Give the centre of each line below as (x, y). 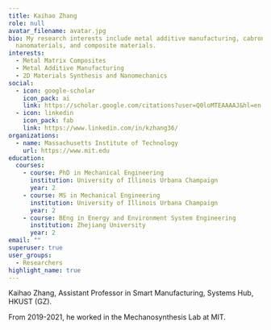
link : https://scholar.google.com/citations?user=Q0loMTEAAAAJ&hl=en (142, 105)
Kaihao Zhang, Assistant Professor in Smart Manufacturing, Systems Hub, (131, 293)
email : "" (25, 241)
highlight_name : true (45, 270)
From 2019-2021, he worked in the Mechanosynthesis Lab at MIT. (117, 317)
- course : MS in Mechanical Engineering (92, 195)
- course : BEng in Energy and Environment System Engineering (129, 218)
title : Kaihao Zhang (43, 16)
